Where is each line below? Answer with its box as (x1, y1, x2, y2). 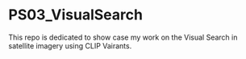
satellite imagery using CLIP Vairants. (8, 40, 132, 50)
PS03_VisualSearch (8, 6, 144, 24)
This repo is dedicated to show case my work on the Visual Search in (8, 32, 238, 42)
